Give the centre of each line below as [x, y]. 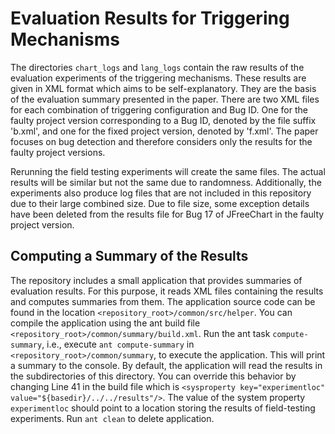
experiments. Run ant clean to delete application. [112, 418]
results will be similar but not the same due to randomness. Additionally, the [166, 182]
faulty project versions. [58, 152]
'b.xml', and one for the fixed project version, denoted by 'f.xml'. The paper [164, 131]
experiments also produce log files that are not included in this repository [161, 193]
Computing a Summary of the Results [129, 256]
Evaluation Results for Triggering [150, 18]
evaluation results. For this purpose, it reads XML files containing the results [167, 291]
